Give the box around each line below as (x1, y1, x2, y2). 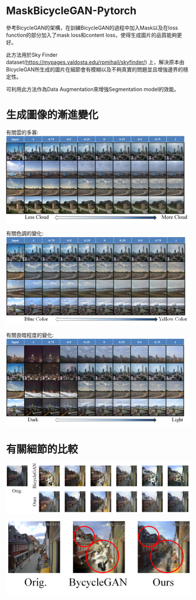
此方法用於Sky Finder (6, 51, 58, 58)
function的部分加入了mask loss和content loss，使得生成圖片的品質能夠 (6, 31, 177, 39)
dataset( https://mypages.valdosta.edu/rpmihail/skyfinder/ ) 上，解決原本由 (6, 59, 185, 66)
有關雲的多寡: (6, 129, 39, 136)
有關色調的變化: (6, 230, 44, 237)
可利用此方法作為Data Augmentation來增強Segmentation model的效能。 (6, 85, 180, 92)
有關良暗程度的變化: (6, 331, 54, 338)
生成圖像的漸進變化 (6, 108, 99, 122)
